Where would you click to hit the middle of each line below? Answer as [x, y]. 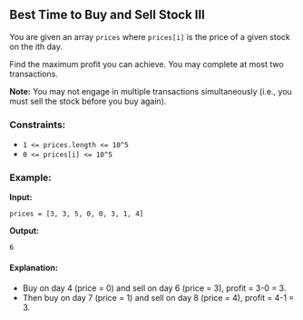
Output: [24, 231]
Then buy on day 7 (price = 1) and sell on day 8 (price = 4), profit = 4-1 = [158, 297]
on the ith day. [36, 46]
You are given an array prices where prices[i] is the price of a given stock [150, 36]
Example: [30, 178]
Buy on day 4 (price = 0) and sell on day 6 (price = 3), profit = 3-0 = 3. [154, 288]
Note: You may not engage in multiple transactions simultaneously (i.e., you [151, 91]
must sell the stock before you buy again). [88, 101]
